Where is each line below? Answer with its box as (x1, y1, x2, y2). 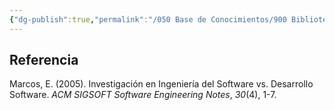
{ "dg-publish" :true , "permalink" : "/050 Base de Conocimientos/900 (9, 14, 287, 25)
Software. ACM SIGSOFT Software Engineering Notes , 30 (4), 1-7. (9, 89, 277, 101)
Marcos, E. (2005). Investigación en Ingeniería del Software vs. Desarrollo (9, 78, 314, 90)
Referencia (9, 52, 79, 69)
